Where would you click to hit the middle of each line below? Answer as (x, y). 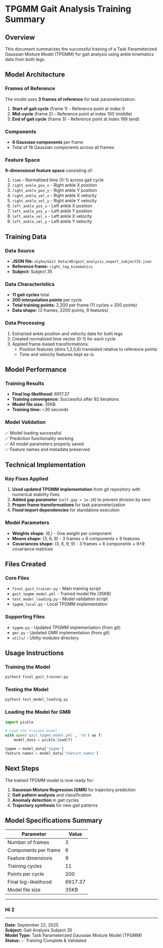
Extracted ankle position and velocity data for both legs (67, 333)
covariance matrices (33, 549)
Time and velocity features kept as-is (57, 354)
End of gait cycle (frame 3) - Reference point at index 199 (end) (76, 119)
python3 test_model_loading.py (37, 700)
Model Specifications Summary (54, 820)
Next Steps (22, 768)
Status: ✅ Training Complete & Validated (46, 940)
